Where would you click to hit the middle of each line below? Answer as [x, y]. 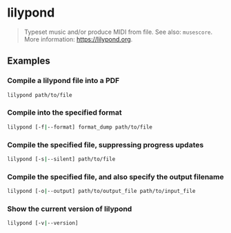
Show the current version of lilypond [70, 209]
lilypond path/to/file [40, 95]
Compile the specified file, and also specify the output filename [115, 176]
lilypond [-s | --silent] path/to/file [61, 159]
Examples [29, 61]
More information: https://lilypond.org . [78, 39]
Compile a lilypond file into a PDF [63, 81]
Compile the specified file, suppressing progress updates [106, 145]
